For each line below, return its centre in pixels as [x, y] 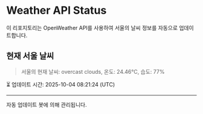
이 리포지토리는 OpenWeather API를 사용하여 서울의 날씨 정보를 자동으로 [92, 28]
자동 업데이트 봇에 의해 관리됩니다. [47, 104]
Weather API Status [56, 10]
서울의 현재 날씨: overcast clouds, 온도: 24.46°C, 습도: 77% [93, 71]
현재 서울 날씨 [30, 56]
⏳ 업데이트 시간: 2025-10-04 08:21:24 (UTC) [61, 84]
